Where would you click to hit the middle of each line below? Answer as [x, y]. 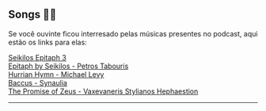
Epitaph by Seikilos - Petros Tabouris [68, 66]
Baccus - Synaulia [38, 82]
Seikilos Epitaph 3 [38, 57]
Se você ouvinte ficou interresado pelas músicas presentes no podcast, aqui [133, 33]
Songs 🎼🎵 [32, 15]
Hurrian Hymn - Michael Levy [56, 74]
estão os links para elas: [47, 42]
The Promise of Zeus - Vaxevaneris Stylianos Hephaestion [103, 91]
